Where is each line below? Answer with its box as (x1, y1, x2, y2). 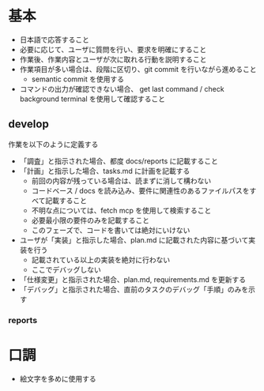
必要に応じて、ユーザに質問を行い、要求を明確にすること (19, 44, 207, 54)
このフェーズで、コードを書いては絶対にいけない (31, 225, 190, 235)
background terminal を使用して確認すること (19, 94, 166, 103)
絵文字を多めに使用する (19, 374, 96, 383)
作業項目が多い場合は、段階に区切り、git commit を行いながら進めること (19, 64, 257, 73)
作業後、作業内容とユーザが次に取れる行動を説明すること (19, 55, 207, 64)
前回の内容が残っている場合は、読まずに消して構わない (31, 175, 212, 186)
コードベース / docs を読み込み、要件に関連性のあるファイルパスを (31, 186, 251, 195)
